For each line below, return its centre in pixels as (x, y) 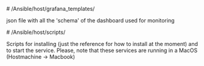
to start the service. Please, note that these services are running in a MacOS (102, 50)
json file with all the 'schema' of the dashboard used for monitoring (90, 20)
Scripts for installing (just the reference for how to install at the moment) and (102, 44)
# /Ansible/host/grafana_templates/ (51, 9)
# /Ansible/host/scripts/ (36, 32)
